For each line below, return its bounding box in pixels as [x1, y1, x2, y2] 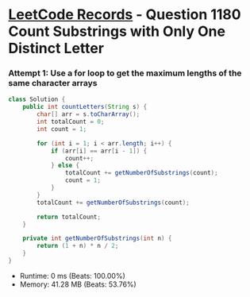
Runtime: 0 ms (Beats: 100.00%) [19, 271, 125, 280]
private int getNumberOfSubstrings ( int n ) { [22, 234, 172, 243]
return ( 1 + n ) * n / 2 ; [37, 242, 119, 250]
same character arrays [8, 78, 98, 89]
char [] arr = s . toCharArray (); [37, 110, 140, 118]
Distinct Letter [8, 40, 105, 57]
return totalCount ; [37, 213, 102, 221]
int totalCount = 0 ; [37, 118, 105, 126]
